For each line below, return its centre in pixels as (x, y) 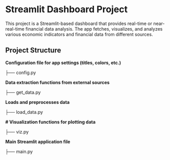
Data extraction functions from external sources (57, 82)
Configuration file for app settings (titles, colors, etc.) (63, 63)
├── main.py (19, 151)
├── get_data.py (23, 92)
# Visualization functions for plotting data (51, 122)
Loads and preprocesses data (38, 102)
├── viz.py (17, 131)
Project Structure (33, 50)
